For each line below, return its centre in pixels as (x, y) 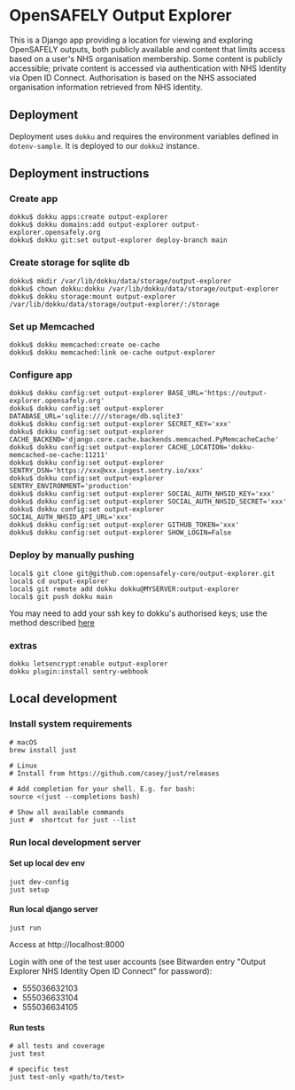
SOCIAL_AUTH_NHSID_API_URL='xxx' (71, 518)
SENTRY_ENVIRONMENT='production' (71, 487)
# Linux (23, 766)
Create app (34, 199)
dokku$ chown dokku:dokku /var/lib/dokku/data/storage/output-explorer (144, 289)
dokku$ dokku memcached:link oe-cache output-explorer (113, 353)
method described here (52, 622)
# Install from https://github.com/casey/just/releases (114, 773)
